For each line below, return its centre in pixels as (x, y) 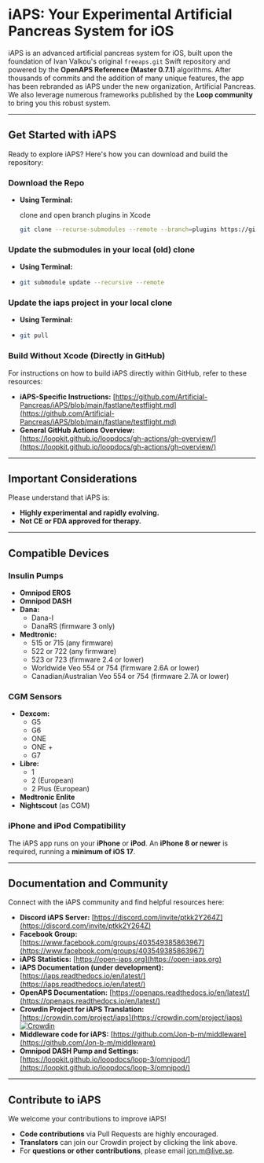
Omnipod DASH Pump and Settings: (79, 1051)
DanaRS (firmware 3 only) (73, 626)
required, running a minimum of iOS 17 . (72, 851)
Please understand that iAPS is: (59, 497)
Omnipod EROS (45, 593)
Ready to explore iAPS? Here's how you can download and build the (118, 154)
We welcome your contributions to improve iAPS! (87, 1119)
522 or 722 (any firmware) (74, 651)
